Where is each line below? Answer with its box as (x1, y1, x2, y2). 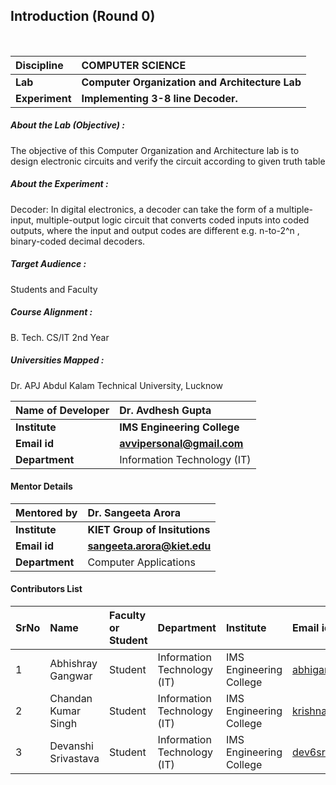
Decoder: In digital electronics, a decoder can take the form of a (10, 203, 275, 215)
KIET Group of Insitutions (87, 522, 211, 536)
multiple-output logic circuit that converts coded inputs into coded (36, 214, 310, 226)
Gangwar (49, 669, 93, 683)
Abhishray (49, 657, 98, 671)
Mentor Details (10, 480, 73, 493)
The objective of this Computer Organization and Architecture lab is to (10, 144, 300, 156)
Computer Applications (87, 555, 196, 569)
